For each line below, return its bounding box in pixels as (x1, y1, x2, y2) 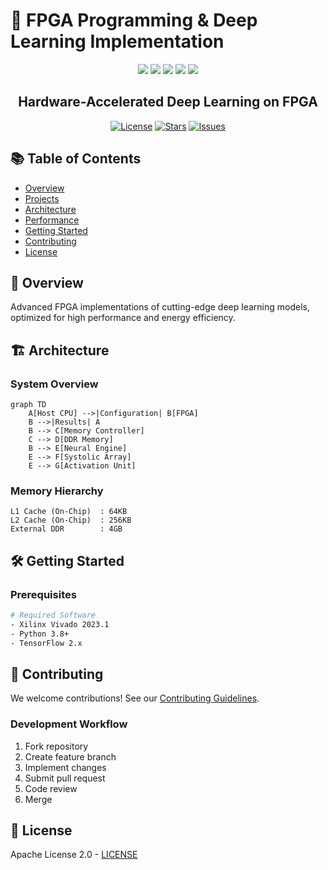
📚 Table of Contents (10, 150, 142, 168)
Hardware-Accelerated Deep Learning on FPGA (18, 94, 318, 111)
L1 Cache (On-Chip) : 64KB (10, 507, 128, 517)
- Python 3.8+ (10, 629, 70, 639)
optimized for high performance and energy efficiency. (10, 312, 236, 324)
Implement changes (24, 761, 107, 773)
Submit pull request (24, 772, 106, 784)
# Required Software (10, 610, 97, 621)
